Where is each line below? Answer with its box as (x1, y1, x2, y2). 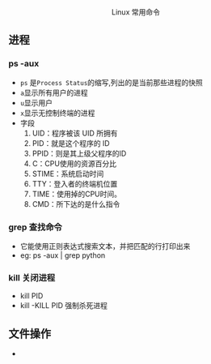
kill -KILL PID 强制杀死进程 (19, 301, 108, 310)
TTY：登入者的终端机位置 (32, 178, 118, 188)
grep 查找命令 (8, 221, 62, 233)
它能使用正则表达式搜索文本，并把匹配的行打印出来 (19, 241, 191, 251)
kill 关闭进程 (8, 272, 56, 283)
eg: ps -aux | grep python (19, 250, 106, 260)
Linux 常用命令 (112, 7, 160, 17)
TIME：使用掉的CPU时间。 (32, 189, 122, 199)
